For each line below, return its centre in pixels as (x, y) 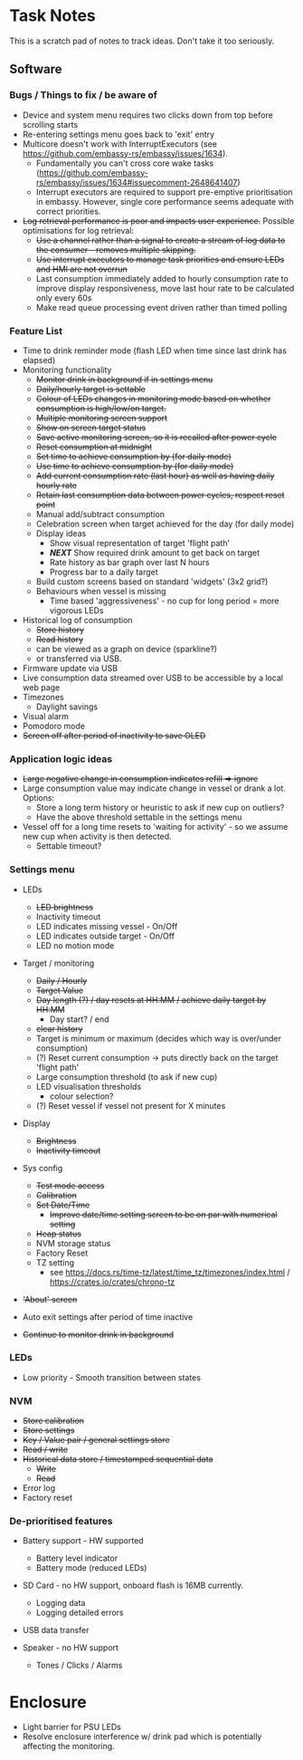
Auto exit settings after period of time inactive (108, 1317)
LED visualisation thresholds (89, 1086)
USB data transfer (56, 1630)
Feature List (36, 331)
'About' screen (50, 1299)
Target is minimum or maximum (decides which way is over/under (159, 1038)
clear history (59, 1028)
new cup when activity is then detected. (97, 837)
